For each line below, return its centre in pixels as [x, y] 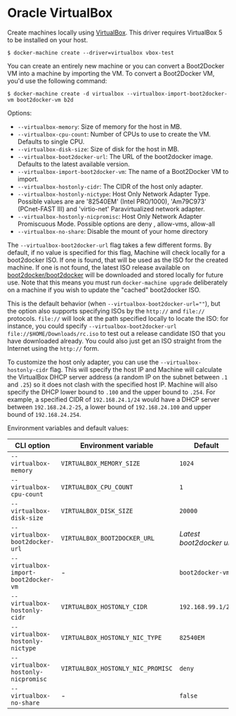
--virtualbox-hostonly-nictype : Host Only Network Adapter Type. [114, 194]
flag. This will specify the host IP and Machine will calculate [136, 369]
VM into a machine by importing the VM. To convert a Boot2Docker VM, [111, 73]
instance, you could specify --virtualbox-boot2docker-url [92, 326]
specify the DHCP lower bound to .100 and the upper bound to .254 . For [111, 391]
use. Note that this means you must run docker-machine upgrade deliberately [118, 282]
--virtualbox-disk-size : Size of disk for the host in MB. [98, 149]
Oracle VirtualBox [60, 13]
